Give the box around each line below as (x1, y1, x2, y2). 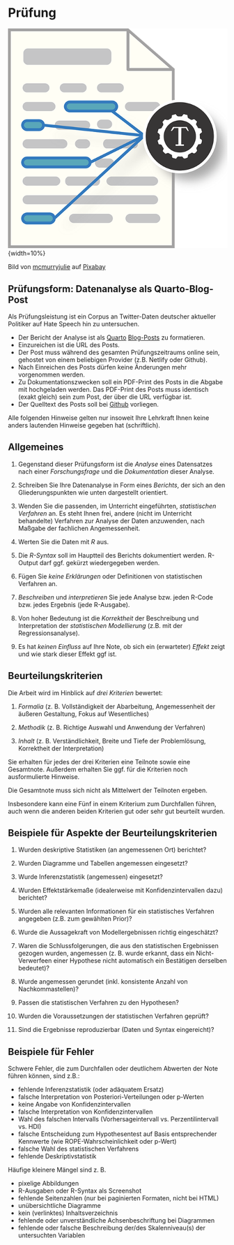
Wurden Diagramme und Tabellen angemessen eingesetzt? (17, 859, 189, 868)
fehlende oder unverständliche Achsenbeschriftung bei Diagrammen (17, 1216, 215, 1225)
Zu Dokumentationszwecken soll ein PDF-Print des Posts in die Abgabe (17, 377, 224, 386)
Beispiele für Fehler (8, 1046, 95, 1058)
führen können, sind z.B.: (8, 1072, 80, 1080)
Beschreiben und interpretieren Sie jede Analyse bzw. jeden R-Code (17, 592, 213, 602)
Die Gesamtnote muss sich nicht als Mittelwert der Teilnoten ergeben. (8, 786, 208, 794)
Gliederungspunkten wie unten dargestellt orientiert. (17, 488, 169, 497)
